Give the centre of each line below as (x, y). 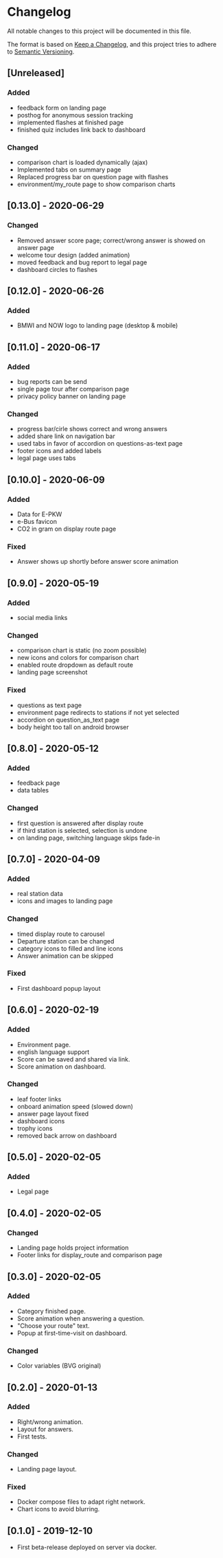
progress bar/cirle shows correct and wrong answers (92, 429)
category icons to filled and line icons (70, 948)
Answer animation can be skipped (65, 956)
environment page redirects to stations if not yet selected (98, 712)
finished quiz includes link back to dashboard (81, 129)
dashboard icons (41, 1121)
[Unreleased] (36, 73)
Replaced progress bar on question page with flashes (93, 176)
